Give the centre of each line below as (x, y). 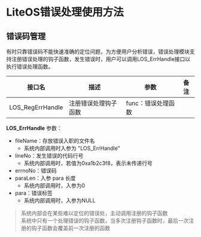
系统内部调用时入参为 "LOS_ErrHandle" (72, 148)
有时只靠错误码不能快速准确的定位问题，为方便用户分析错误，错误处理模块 (98, 52)
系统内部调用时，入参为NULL (60, 200)
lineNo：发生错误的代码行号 (49, 156)
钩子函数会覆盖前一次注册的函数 (71, 228)
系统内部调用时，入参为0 (54, 185)
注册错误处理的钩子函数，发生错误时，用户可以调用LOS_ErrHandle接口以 (101, 59)
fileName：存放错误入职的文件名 (55, 141)
